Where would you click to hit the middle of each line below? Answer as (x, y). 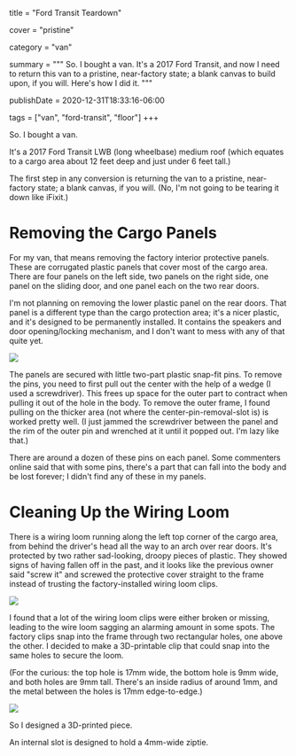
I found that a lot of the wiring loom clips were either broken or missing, (140, 617)
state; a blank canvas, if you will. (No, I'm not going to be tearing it (158, 188)
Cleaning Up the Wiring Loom (120, 512)
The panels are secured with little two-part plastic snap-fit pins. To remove (146, 374)
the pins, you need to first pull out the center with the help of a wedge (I (140, 384)
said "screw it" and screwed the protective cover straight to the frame (136, 574)
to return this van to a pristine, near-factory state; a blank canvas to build (143, 74)
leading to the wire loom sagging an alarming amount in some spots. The (142, 627)
